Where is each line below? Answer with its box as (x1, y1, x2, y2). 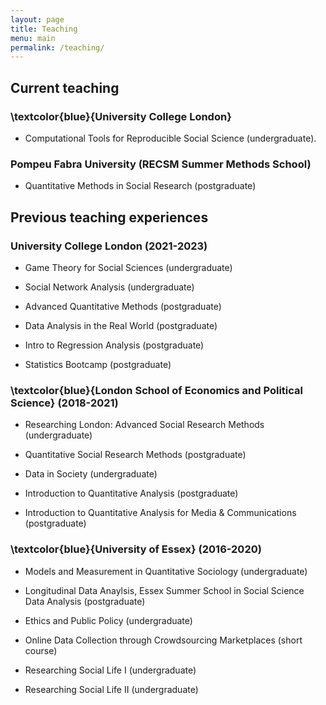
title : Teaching (10, 24, 78, 34)
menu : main (10, 33, 56, 43)
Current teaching (10, 79, 120, 96)
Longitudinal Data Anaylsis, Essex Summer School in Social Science (24, 584, 305, 596)
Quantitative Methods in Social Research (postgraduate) (24, 180, 257, 192)
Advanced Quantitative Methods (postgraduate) (24, 300, 222, 312)
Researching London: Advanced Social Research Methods (24, 419, 265, 431)
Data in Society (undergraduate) (24, 468, 158, 480)
